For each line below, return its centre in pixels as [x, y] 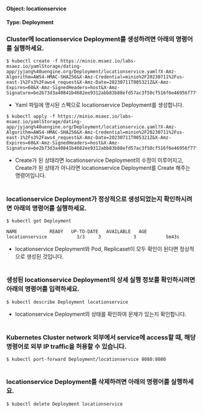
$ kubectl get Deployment [39, 221]
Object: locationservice [37, 8]
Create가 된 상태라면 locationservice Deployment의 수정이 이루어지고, [99, 160]
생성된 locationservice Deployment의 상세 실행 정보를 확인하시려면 [101, 280]
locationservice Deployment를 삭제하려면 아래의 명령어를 [88, 382]
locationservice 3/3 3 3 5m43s [93, 237]
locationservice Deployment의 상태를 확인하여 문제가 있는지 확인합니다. [101, 314]
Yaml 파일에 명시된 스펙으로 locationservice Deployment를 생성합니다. [99, 105]
